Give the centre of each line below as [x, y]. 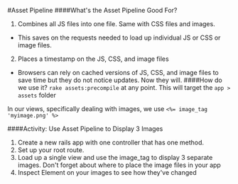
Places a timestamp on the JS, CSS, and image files [93, 59]
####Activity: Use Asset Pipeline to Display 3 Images [85, 129]
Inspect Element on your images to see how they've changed [107, 172]
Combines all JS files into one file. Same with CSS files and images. [116, 24]
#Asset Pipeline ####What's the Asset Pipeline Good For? [92, 10]
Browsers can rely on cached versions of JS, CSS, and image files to [118, 73]
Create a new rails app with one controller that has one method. [111, 142]
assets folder [37, 95]
